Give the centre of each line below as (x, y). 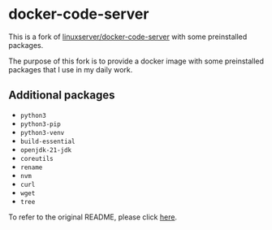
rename (31, 167)
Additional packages (62, 95)
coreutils (37, 158)
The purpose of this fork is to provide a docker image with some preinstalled (136, 61)
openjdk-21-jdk (46, 150)
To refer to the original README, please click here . (93, 217)
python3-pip (40, 124)
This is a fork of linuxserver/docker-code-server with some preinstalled (128, 37)
